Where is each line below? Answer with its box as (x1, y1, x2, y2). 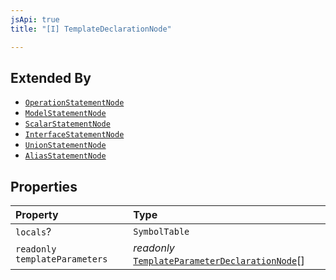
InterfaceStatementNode (24, 130, 125, 140)
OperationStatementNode (24, 98, 125, 108)
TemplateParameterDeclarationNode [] (133, 254, 305, 268)
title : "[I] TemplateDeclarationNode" (10, 24, 172, 34)
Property (15, 208, 59, 222)
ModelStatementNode (24, 109, 107, 119)
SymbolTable (133, 226, 190, 238)
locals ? (15, 225, 52, 239)
